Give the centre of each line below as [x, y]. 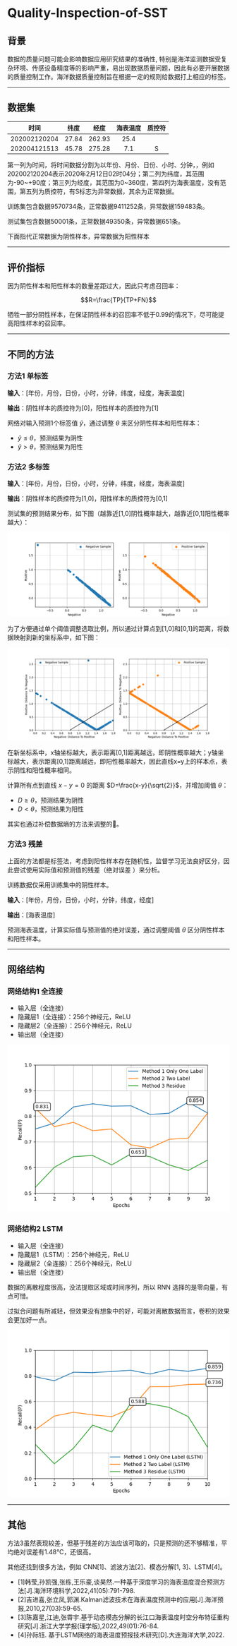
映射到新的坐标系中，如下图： [56, 637]
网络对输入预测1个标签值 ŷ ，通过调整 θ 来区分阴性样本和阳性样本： [105, 423]
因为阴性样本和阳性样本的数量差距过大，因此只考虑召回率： [94, 286]
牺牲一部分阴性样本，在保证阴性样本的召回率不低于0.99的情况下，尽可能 [113, 315]
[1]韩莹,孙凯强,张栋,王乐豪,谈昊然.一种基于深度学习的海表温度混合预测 [118, 1582]
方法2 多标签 [29, 467]
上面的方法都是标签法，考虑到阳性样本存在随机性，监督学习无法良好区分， [115, 861]
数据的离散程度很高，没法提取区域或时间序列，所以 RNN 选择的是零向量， [115, 1287]
